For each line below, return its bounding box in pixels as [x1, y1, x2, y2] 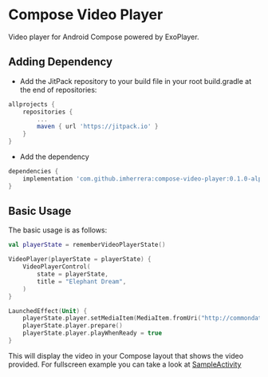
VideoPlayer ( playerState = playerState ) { [8, 256, 152, 264]
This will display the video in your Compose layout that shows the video [8, 351, 244, 360]
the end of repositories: [19, 85, 97, 94]
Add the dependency [19, 152, 89, 161]
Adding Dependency [8, 55, 113, 69]
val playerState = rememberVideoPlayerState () [8, 241, 166, 249]
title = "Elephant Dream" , [37, 277, 127, 285]
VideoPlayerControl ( [22, 263, 91, 271]
